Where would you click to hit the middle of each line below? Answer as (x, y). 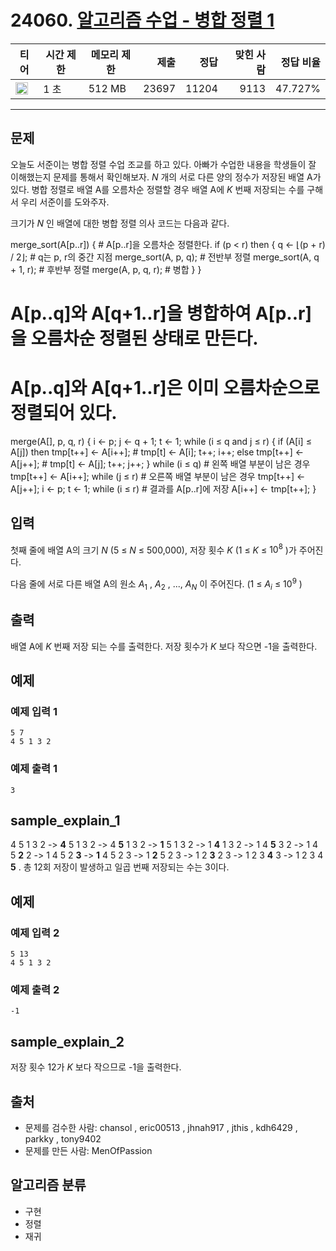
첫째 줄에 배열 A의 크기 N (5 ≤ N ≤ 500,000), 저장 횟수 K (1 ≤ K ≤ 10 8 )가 (153, 549)
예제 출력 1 (34, 769)
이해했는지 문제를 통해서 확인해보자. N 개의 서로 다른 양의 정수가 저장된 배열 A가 (166, 177)
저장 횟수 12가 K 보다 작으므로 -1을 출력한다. (96, 1067)
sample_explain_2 (67, 1041)
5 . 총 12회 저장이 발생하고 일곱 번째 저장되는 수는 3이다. (120, 867)
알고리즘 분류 (48, 1185)
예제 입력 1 (34, 711)
